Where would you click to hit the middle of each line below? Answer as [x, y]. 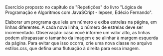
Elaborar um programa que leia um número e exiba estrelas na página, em [81, 22]
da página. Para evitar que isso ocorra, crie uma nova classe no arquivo [79, 43]
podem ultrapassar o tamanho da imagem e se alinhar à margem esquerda [82, 38]
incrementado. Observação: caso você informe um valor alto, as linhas [78, 32]
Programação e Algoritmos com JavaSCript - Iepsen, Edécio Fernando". [79, 12]
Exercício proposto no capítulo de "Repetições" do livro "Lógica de [74, 7]
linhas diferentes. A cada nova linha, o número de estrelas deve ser [74, 27]
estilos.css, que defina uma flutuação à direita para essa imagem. [73, 48]
